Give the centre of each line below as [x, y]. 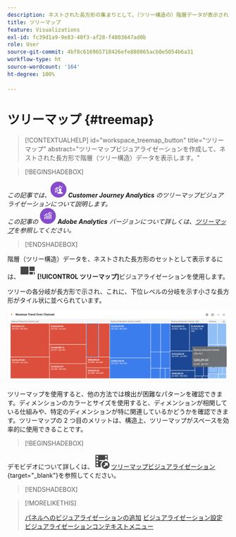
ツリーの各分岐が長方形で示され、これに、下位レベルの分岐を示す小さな [112, 291]
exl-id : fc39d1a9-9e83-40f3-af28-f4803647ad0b [77, 37]
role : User [23, 45]
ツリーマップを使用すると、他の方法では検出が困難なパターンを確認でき [112, 394]
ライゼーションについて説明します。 [59, 204]
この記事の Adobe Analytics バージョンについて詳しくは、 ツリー [111, 222]
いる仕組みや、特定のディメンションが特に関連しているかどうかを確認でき [115, 412]
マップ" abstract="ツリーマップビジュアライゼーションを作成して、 [122, 149]
